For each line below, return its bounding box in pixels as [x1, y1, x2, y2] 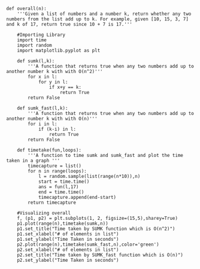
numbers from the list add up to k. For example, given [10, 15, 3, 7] [6, 16, 189, 22]
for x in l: [28, 74, 58, 80]
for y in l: [38, 79, 68, 85]
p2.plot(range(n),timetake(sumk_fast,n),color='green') [17, 241, 160, 247]
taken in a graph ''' [6, 158, 60, 164]
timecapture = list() [28, 163, 82, 169]
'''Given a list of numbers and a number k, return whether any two [17, 11, 192, 17]
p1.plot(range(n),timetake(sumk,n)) [17, 220, 109, 226]
